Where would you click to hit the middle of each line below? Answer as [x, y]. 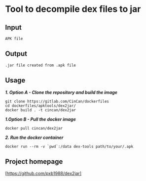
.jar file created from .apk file [41, 65]
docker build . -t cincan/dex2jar [41, 110]
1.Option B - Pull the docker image [41, 119]
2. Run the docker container [34, 137]
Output [16, 54]
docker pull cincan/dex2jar [34, 128]
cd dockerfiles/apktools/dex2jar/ [41, 106]
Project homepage [34, 162]
